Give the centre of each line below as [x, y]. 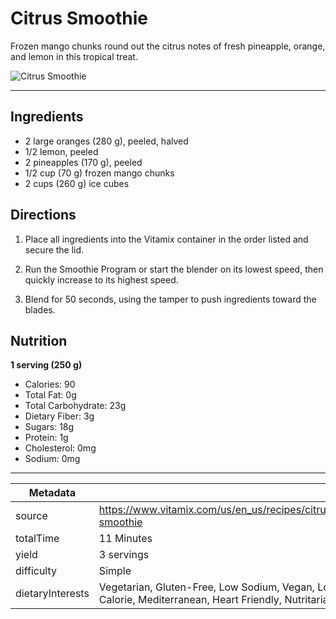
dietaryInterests [52, 594]
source [31, 516]
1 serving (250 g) [46, 365]
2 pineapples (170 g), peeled [83, 162]
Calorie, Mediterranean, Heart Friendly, [190, 600]
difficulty [36, 571]
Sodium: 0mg [52, 459]
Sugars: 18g [49, 427]
